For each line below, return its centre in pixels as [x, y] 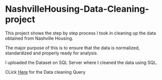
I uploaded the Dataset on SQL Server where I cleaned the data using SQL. [81, 62]
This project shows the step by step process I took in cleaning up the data [81, 33]
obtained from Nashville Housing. [39, 38]
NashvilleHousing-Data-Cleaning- [77, 9]
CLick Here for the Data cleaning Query [45, 72]
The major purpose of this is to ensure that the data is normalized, [73, 48]
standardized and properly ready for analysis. [52, 53]
